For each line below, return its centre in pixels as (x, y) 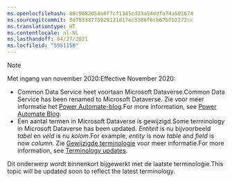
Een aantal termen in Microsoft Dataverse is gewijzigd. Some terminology (121, 121)
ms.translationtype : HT (42, 26)
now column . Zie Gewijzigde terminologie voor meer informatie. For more (121, 143)
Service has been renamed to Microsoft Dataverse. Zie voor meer (110, 99)
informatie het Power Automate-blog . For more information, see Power (117, 107)
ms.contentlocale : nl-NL (43, 33)
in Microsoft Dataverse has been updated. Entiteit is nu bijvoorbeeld (114, 129)
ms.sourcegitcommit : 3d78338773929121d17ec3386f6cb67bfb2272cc (100, 20)
